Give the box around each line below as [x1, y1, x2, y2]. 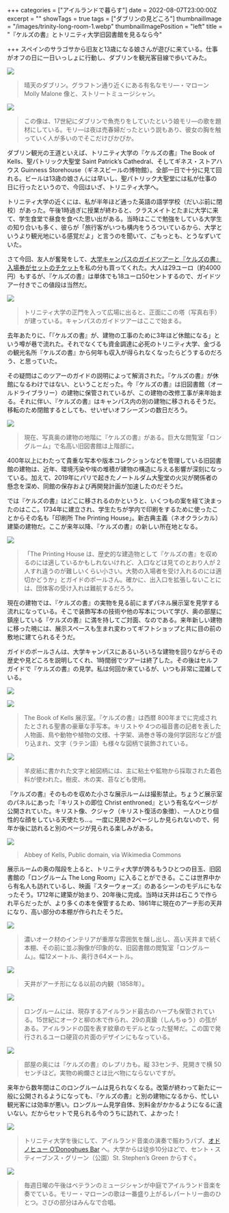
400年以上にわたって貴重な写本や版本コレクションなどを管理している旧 [7, 457, 210, 464]
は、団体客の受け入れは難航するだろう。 [23, 584, 138, 592]
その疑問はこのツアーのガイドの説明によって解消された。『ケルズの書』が [7, 372, 213, 379]
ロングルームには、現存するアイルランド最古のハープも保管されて [23, 1007, 209, 1015]
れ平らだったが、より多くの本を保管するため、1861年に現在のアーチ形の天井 [7, 899, 223, 907]
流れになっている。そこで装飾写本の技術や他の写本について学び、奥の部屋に [7, 608, 222, 615]
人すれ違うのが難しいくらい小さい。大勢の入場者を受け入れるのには [23, 567, 216, 575]
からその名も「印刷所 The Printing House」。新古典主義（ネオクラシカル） [12, 514, 222, 522]
